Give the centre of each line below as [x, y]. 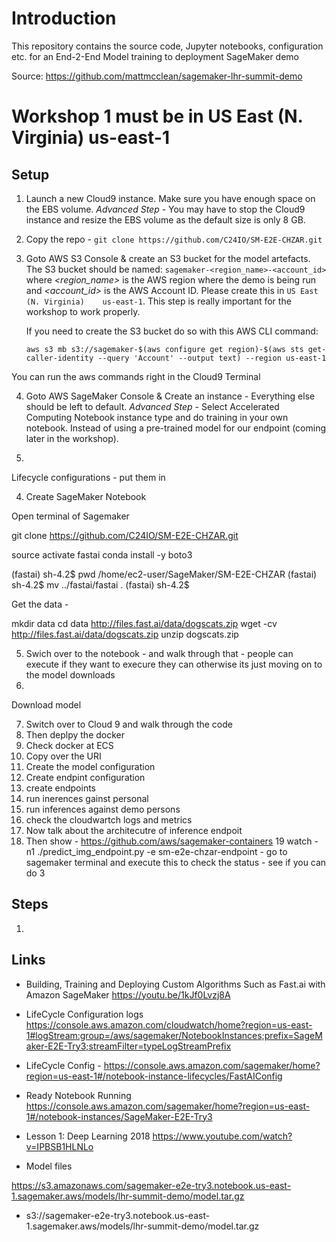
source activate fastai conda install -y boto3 [102, 554]
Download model [46, 704]
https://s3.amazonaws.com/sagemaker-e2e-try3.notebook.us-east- [151, 1185]
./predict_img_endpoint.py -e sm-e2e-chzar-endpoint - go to [162, 851]
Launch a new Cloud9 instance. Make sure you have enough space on [170, 198]
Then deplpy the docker [75, 734]
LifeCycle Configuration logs [84, 1014]
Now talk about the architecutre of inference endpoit [134, 830]
